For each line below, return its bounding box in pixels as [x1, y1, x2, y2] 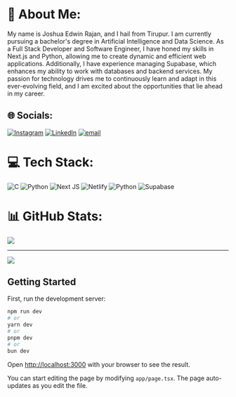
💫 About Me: [7, 6, 81, 22]
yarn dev [7, 321, 33, 329]
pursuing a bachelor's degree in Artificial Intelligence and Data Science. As [7, 37, 224, 45]
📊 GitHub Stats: [7, 208, 103, 224]
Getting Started [7, 276, 77, 288]
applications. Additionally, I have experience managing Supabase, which [7, 59, 216, 67]
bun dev [7, 347, 30, 354]
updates [7, 381, 32, 389]
